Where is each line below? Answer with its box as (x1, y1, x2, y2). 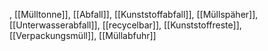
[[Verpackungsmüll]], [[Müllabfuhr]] (9, 30, 157, 41)
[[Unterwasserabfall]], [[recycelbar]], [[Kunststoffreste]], (9, 19, 242, 31)
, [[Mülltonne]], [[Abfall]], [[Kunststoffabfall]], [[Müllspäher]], (9, 9, 259, 20)
